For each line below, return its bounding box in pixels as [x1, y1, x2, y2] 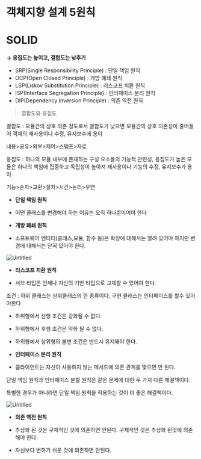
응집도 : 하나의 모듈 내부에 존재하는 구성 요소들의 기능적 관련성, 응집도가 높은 [6, 156, 186, 163]
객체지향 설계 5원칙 [6, 5, 96, 19]
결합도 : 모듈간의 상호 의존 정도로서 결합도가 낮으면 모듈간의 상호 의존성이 [6, 123, 178, 130]
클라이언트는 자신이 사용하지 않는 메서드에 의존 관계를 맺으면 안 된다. [14, 363, 176, 371]
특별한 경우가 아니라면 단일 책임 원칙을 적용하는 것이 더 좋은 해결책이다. [6, 389, 173, 396]
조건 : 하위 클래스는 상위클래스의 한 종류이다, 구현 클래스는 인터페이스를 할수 [6, 292, 185, 300]
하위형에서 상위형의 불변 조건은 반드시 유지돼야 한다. [14, 338, 137, 345]
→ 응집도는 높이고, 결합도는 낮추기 [6, 54, 86, 61]
